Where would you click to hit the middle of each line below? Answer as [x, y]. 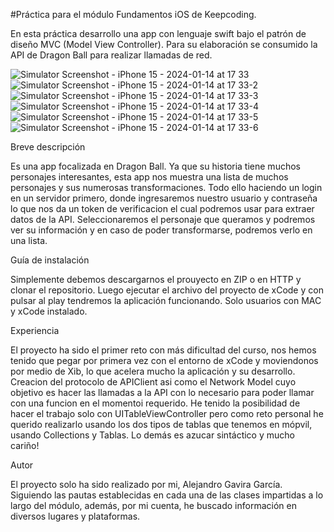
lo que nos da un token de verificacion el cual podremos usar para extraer [162, 208]
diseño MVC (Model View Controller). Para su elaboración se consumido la [164, 44]
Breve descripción [48, 147]
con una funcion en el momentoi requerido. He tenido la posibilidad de [155, 403]
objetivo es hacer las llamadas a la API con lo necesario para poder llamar [162, 392]
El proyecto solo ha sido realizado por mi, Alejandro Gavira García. [146, 484]
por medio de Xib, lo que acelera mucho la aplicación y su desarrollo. [153, 371]
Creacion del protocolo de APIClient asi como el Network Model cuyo [153, 382]
